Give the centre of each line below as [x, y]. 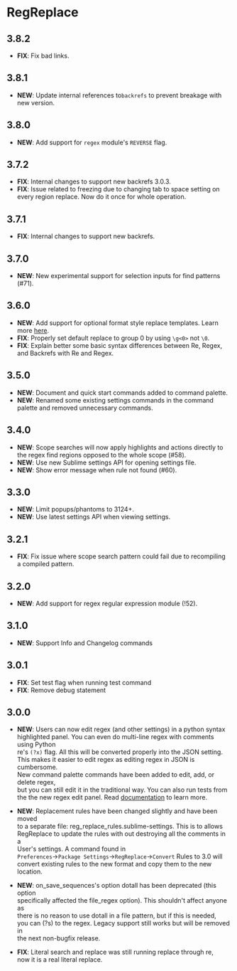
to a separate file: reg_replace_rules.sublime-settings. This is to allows [120, 827]
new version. [35, 102]
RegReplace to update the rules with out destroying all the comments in [121, 834]
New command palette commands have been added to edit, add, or [115, 775]
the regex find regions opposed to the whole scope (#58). [101, 455]
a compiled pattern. [45, 564]
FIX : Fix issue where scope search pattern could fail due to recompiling [121, 556]
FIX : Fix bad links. [43, 55]
